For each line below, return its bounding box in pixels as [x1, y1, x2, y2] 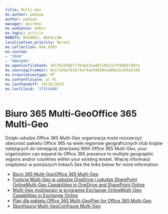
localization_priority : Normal [5, 40, 71, 45]
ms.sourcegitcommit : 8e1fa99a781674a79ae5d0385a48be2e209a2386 [5, 68, 140, 73]
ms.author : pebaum [5, 12, 44, 17]
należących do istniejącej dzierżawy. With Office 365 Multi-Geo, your [5, 145, 147, 151]
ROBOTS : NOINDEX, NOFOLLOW [5, 35, 62, 40]
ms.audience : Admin [5, 26, 46, 31]
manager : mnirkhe [5, 21, 42, 26]
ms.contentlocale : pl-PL [5, 77, 57, 82]
